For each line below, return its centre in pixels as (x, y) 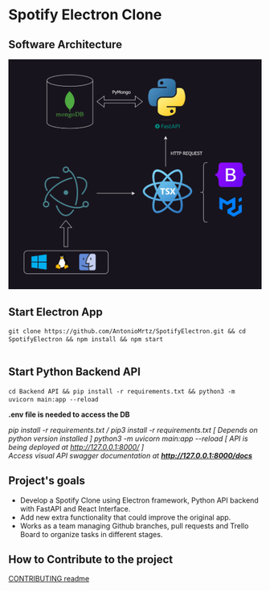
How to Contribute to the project (91, 560)
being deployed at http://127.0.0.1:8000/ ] (76, 446)
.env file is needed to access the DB (69, 414)
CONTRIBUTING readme (49, 579)
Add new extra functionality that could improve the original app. (125, 517)
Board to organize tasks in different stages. (91, 534)
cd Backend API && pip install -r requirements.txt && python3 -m (122, 391)
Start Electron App (55, 312)
